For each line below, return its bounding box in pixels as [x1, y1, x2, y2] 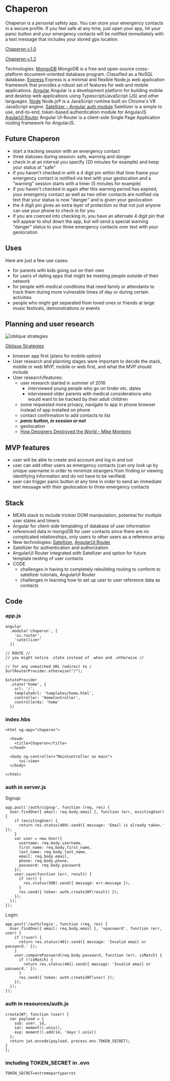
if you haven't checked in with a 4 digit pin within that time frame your [12, 169, 159, 176]
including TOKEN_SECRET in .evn [5, 1059, 90, 1066]
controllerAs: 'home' [14, 699, 60, 705]
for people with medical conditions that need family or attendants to [12, 283, 155, 289]
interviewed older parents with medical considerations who [27, 391, 152, 397]
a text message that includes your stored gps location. [5, 36, 119, 42]
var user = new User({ [14, 836, 62, 841]
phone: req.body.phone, [18, 858, 70, 864]
